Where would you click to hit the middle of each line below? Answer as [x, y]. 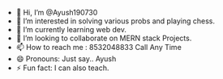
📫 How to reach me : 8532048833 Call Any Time [99, 47]
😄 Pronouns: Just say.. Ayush [66, 59]
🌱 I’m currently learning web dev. [71, 29]
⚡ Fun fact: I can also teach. [62, 68]
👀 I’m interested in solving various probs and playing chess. [116, 21]
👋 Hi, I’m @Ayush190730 [57, 12]
